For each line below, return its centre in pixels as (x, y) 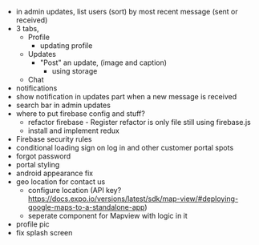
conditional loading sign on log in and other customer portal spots (125, 148)
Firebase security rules (54, 139)
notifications (36, 88)
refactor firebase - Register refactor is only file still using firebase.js (139, 122)
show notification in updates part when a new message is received (126, 96)
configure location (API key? (75, 190)
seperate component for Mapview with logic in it (108, 216)
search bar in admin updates (63, 105)
